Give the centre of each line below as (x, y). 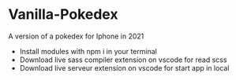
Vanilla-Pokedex (63, 15)
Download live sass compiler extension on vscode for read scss (123, 60)
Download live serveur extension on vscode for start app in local (124, 67)
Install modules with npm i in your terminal (88, 51)
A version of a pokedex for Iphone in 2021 (76, 36)
